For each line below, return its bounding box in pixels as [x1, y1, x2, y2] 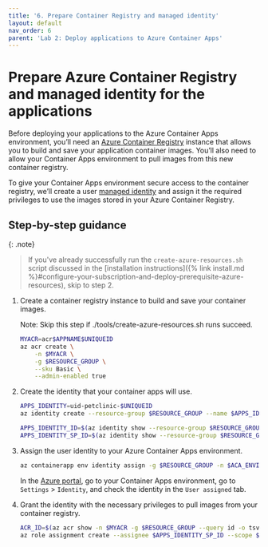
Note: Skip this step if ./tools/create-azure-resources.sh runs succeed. [19, 320, 253, 329]
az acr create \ [19, 343, 74, 351]
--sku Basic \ [34, 365, 81, 373]
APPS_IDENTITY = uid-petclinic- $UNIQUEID [19, 402, 153, 410]
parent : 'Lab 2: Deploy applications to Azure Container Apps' [8, 34, 223, 42]
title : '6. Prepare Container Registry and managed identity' [8, 11, 219, 20]
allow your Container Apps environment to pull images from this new [8, 154, 234, 164]
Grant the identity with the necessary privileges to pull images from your [19, 500, 258, 509]
